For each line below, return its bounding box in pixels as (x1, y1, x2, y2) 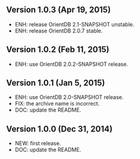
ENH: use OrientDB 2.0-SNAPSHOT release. (14, 94, 124, 101)
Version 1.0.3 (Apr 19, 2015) (6, 5, 111, 15)
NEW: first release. (14, 140, 61, 147)
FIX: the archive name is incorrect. (14, 100, 100, 107)
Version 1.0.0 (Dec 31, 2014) (6, 124, 112, 134)
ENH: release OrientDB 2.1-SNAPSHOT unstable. (14, 20, 135, 28)
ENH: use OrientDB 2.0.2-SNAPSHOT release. (14, 60, 129, 68)
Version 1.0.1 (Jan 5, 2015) (6, 78, 105, 88)
